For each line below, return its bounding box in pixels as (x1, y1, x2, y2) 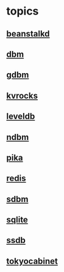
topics (6, 4, 39, 18)
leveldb (6, 111, 35, 122)
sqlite (6, 215, 29, 225)
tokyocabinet (6, 256, 58, 266)
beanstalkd (6, 29, 50, 39)
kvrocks (6, 90, 38, 101)
